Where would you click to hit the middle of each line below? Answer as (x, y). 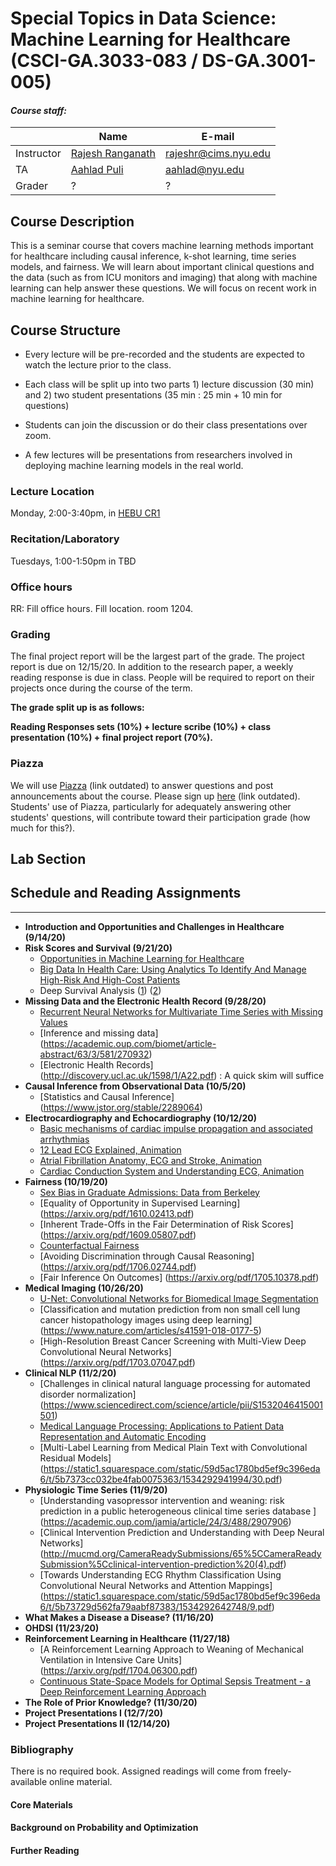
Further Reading (45, 1850)
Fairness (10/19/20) (66, 1181)
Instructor (38, 154)
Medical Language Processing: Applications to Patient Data (162, 1426)
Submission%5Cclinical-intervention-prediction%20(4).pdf (161, 1564)
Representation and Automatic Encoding (123, 1436)
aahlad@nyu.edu (204, 170)
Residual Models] (75, 1458)
